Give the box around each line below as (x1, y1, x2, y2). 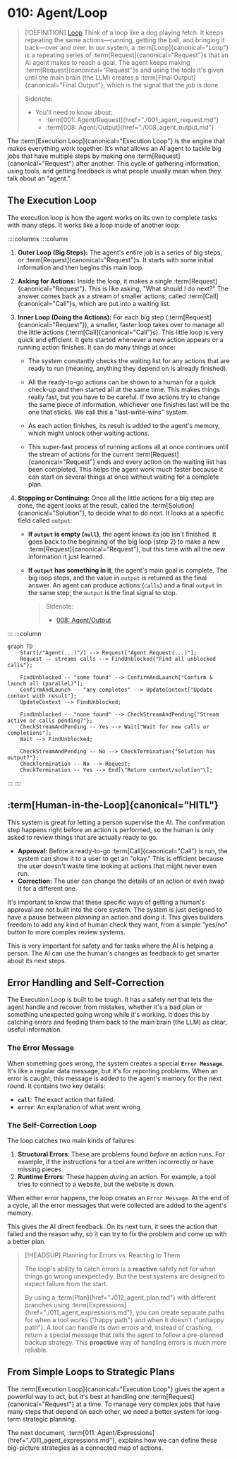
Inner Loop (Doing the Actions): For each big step (17, 312, 164, 322)
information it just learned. (28, 552, 105, 561)
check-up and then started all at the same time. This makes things (28, 385, 221, 393)
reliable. (24, 1345, 48, 1354)
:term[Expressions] (71, 1300, 127, 1309)
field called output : (17, 516, 73, 525)
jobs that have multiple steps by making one (7, 152, 135, 160)
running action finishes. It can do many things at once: (17, 343, 176, 351)
